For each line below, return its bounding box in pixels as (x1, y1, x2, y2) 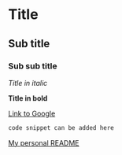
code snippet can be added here (8, 124, 114, 131)
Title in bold (8, 93, 48, 103)
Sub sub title (8, 61, 57, 72)
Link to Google (8, 109, 56, 118)
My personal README (8, 138, 80, 147)
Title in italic (8, 78, 48, 87)
